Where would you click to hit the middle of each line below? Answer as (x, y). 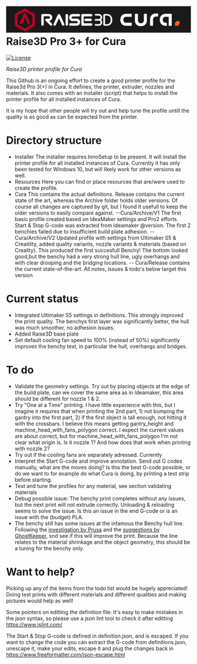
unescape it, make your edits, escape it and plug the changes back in (90, 648)
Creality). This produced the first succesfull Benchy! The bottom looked (101, 250)
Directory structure (54, 140)
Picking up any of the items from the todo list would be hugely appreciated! (97, 588)
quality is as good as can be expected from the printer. (72, 117)
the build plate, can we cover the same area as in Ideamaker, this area (99, 392)
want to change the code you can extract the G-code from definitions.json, (96, 642)
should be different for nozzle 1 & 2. (57, 398)
